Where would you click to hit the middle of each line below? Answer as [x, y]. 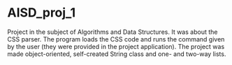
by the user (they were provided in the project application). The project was [116, 46]
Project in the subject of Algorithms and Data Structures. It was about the [113, 32]
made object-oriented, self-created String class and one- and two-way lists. [117, 54]
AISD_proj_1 [41, 13]
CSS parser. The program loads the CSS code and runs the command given [116, 39]
